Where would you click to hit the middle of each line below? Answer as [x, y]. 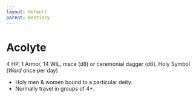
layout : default [27, 12]
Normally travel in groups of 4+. [55, 89]
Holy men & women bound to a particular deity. [74, 82]
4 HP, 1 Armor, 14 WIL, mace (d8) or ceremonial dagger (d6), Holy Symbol [98, 64]
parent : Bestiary [28, 18]
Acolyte [26, 47]
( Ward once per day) [32, 71]
